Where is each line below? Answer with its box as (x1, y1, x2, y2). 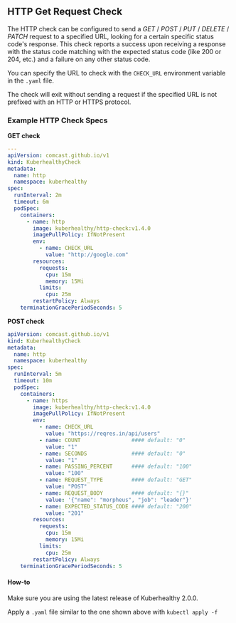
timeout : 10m (14, 377, 53, 384)
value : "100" (45, 470, 84, 477)
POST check (7, 317, 45, 325)
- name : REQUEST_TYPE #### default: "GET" (38, 476, 193, 483)
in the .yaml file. (7, 76, 55, 85)
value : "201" (45, 509, 84, 517)
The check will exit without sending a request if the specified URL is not (7, 90, 218, 98)
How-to (7, 578, 31, 587)
